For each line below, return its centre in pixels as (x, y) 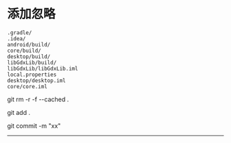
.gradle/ (20, 32)
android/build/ (29, 44)
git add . (19, 112)
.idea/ (16, 38)
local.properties (32, 75)
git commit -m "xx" (34, 126)
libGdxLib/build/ (32, 62)
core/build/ (24, 51)
